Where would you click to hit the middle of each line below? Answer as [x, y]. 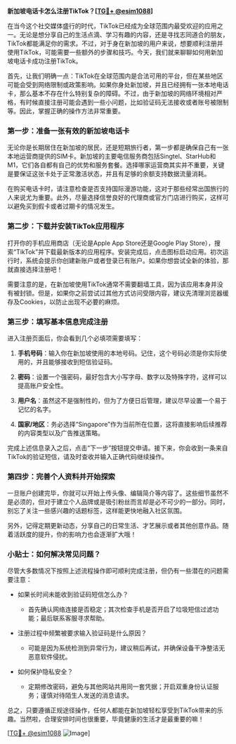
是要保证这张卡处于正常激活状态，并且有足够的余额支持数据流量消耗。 [109, 174]
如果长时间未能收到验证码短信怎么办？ [73, 594]
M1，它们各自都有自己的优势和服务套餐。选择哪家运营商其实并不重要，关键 [116, 165]
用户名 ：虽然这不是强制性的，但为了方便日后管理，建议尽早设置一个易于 [122, 400]
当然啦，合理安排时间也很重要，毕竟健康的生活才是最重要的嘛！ [112, 719]
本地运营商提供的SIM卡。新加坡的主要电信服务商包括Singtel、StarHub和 [112, 157]
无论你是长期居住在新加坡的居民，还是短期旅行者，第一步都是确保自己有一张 [118, 147]
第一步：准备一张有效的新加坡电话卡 [68, 131]
